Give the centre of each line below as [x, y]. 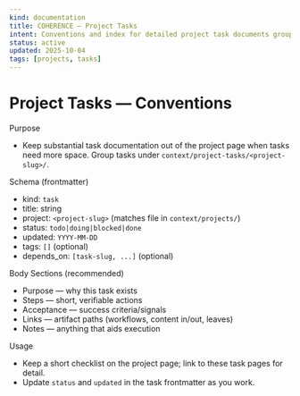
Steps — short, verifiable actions [82, 299]
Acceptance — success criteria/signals [94, 309]
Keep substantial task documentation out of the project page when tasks [156, 145]
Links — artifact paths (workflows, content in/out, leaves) [128, 319]
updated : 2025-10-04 [48, 51]
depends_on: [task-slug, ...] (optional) [98, 256]
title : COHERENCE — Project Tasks [74, 26]
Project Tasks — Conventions [121, 103]
